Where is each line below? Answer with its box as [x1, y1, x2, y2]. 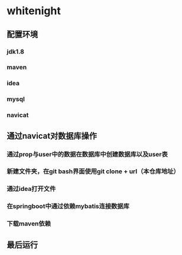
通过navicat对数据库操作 [6, 130, 97, 141]
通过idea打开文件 [6, 185, 56, 193]
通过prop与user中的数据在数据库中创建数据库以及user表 [6, 150, 168, 158]
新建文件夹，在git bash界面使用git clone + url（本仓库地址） [6, 167, 180, 176]
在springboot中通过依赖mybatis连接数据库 [6, 202, 129, 211]
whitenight [6, 4, 61, 18]
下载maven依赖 [6, 219, 51, 228]
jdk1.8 [6, 47, 24, 56]
